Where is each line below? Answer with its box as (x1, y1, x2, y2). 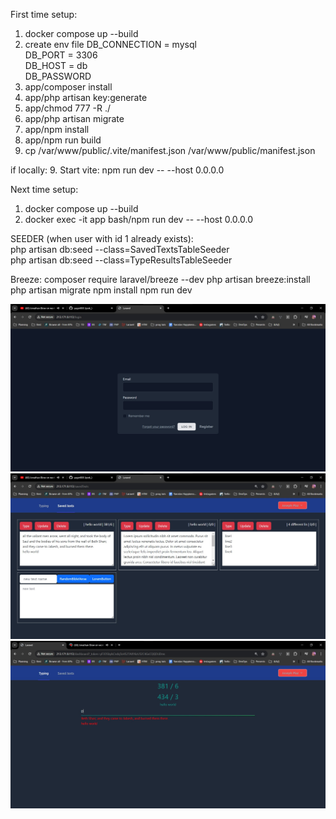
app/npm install (24, 124, 90, 135)
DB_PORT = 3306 (24, 49, 98, 61)
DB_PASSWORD (24, 70, 92, 82)
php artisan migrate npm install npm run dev (10, 284, 193, 296)
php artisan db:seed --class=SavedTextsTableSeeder (10, 244, 230, 255)
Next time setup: (10, 184, 79, 195)
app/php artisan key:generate (24, 92, 148, 103)
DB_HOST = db (24, 60, 88, 71)
